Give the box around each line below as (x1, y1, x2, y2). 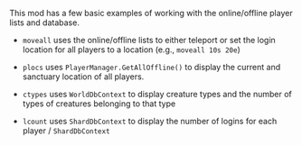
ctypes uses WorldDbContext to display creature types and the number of (22, 89, 292, 99)
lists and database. (9, 17, 80, 28)
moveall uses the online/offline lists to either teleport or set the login (22, 35, 276, 45)
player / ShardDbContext (22, 125, 110, 136)
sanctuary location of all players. (22, 71, 145, 82)
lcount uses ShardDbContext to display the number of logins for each (22, 116, 278, 126)
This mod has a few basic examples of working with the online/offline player (9, 8, 293, 18)
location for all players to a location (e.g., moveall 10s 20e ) (22, 44, 241, 55)
